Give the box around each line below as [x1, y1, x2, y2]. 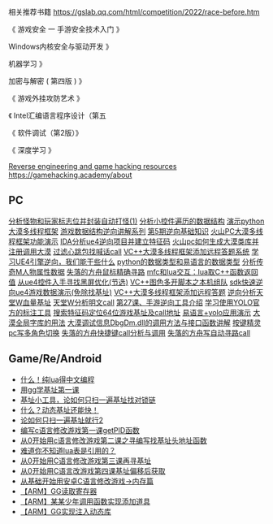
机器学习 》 [8, 59, 46, 68]
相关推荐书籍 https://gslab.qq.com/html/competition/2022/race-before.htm [8, 7, 260, 16]
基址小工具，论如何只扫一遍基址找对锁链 [19, 395, 156, 405]
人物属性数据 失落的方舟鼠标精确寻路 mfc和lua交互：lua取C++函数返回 [21, 266, 258, 276]
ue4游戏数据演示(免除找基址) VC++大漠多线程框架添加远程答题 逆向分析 [15, 287, 257, 297]
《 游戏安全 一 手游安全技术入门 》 [8, 24, 123, 34]
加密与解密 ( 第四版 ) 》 [8, 76, 86, 85]
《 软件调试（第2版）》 [8, 128, 83, 137]
